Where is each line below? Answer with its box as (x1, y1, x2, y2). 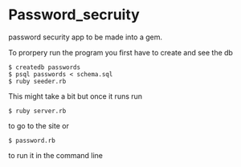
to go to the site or (8, 120, 70, 130)
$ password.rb (8, 136, 56, 145)
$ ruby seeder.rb (8, 77, 67, 85)
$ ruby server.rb (8, 107, 67, 115)
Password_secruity (8, 6, 141, 24)
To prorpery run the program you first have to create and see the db (8, 47, 233, 57)
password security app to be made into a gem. (8, 32, 163, 42)
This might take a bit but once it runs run (8, 91, 143, 101)
